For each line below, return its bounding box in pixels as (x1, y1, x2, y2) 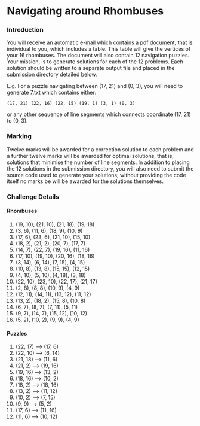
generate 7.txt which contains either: (7, 89, 97, 96)
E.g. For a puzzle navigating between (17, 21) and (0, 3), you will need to (7, 83, 183, 90)
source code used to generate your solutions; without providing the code (7, 171, 187, 178)
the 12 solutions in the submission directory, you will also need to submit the (7, 165, 194, 172)
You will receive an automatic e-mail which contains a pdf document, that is (7, 39, 193, 46)
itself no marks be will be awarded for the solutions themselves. (7, 178, 164, 185)
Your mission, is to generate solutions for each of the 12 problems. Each (7, 58, 184, 65)
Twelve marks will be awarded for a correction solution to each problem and (7, 145, 195, 153)
